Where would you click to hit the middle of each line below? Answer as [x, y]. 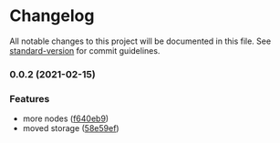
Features [30, 98]
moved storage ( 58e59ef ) [71, 128]
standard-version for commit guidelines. [85, 50]
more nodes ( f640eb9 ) [66, 118]
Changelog [52, 16]
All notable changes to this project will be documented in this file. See [140, 41]
